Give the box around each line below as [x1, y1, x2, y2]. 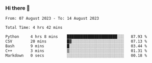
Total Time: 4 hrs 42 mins [5, 25, 63, 30]
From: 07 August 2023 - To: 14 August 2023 [5, 16, 99, 21]
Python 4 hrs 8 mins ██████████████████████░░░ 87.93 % [5, 34, 147, 39]
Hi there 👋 [5, 5, 31, 12]
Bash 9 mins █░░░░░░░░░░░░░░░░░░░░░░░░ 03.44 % [5, 43, 147, 48]
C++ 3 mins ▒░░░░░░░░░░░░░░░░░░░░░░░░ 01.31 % [5, 48, 147, 53]
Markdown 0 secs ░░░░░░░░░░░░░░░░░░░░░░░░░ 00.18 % [5, 53, 147, 58]
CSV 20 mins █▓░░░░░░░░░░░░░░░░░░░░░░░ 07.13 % [5, 39, 147, 44]
